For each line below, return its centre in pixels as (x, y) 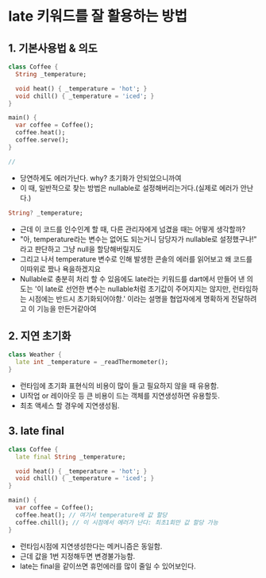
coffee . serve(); (42, 140)
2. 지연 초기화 (40, 336)
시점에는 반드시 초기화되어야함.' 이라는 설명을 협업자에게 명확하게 (129, 298)
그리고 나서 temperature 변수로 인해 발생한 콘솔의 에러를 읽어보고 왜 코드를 (136, 258)
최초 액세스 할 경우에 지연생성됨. (69, 405)
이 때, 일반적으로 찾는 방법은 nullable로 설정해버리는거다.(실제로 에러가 (129, 188)
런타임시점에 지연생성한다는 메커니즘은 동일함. (91, 546)
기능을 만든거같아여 (67, 308)
